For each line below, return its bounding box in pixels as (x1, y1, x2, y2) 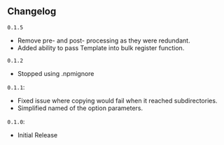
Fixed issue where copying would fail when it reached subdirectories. (17, 96, 218, 105)
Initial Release (17, 130, 58, 139)
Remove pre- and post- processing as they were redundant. (17, 36, 190, 45)
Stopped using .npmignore (17, 69, 94, 77)
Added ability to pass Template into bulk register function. (17, 43, 185, 52)
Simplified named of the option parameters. (17, 104, 143, 112)
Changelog (7, 6, 57, 17)
